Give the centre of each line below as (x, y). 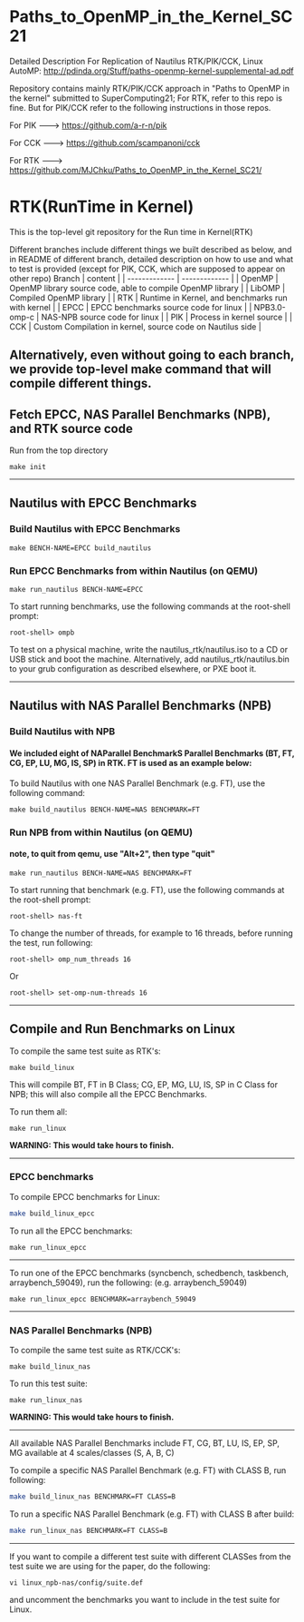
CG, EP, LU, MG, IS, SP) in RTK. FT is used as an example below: (131, 762)
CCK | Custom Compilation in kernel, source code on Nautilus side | (136, 326)
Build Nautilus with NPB (62, 732)
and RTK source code (71, 428)
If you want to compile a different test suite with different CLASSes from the (150, 1556)
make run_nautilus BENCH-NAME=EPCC (76, 590)
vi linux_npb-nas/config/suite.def (76, 1583)
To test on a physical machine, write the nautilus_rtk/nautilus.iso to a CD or (148, 650)
